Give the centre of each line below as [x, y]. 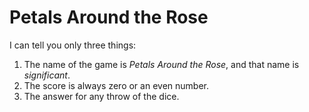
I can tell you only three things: [73, 45]
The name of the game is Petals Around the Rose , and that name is [161, 64]
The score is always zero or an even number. [116, 85]
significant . [47, 75]
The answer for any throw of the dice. [101, 96]
